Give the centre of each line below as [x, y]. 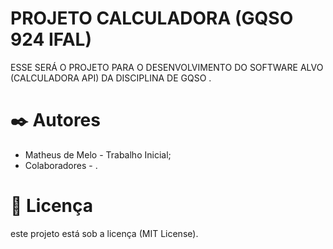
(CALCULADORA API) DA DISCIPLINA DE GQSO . [111, 78]
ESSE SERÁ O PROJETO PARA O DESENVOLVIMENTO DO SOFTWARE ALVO [167, 67]
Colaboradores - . [61, 165]
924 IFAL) [51, 39]
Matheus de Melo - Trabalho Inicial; [98, 154]
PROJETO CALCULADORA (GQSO [152, 18]
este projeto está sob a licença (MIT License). [104, 233]
